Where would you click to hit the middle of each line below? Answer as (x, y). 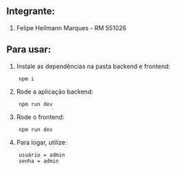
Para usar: (29, 50)
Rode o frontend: (40, 117)
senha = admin (39, 161)
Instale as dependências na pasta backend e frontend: (93, 66)
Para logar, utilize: (42, 142)
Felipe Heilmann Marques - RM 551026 (71, 28)
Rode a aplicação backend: (55, 92)
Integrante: (31, 11)
